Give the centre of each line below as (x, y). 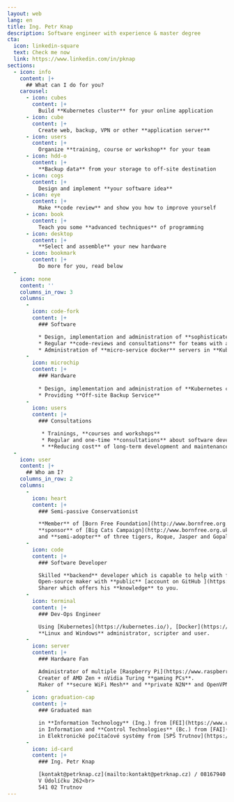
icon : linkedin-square (46, 46)
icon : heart (50, 498)
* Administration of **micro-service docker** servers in (124, 350)
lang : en (20, 20)
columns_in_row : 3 (46, 292)
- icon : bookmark (51, 253)
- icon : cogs (45, 175)
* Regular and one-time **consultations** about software (127, 440)
